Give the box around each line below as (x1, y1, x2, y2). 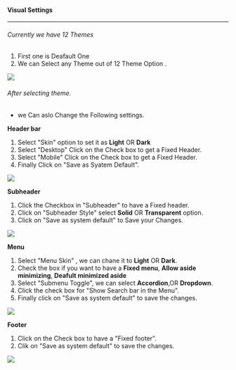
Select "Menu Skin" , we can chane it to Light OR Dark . (17, 256, 178, 264)
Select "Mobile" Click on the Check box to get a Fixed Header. (17, 153, 198, 161)
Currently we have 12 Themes (7, 30, 93, 39)
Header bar (7, 124, 41, 133)
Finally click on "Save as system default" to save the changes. (17, 293, 198, 302)
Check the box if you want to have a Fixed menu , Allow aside (17, 264, 197, 272)
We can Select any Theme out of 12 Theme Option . (17, 60, 167, 68)
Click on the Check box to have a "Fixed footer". (17, 334, 157, 343)
